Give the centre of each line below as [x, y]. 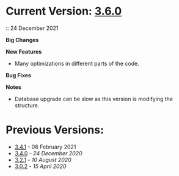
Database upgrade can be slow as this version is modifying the [94, 99]
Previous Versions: [55, 130]
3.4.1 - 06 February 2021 [45, 147]
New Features [24, 51]
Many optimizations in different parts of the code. [77, 63]
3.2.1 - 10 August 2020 [43, 160]
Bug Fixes [19, 75]
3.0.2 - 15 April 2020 [40, 166]
